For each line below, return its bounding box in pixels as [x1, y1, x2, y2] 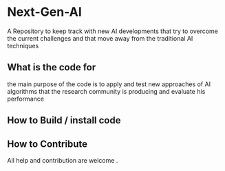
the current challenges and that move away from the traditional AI [7, 34, 193, 42]
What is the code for [7, 61, 96, 73]
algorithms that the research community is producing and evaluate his [7, 87, 206, 95]
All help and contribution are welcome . [7, 156, 118, 164]
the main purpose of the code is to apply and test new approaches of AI [7, 80, 211, 88]
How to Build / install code [7, 114, 121, 126]
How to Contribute [7, 138, 88, 150]
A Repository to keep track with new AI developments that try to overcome [7, 27, 218, 35]
